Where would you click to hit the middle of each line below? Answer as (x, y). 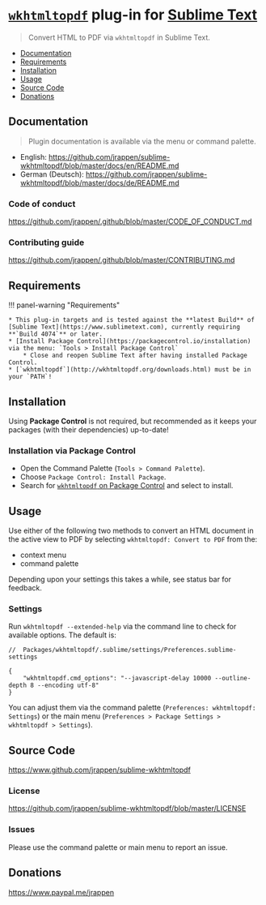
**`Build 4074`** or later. (56, 334)
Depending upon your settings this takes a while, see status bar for (120, 579)
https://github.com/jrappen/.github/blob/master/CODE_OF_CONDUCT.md (130, 221)
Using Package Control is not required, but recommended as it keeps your (133, 421)
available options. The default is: (63, 635)
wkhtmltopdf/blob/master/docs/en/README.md (99, 165)
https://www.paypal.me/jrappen (61, 892)
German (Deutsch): (52, 174)
